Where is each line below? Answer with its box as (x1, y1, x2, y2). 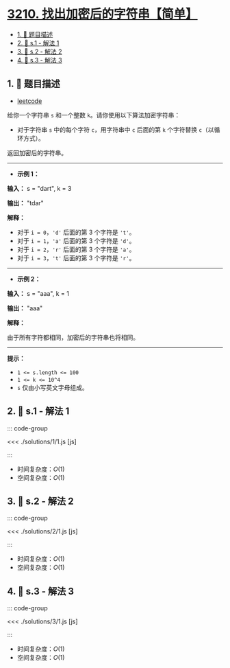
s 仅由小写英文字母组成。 (16, 383, 88, 391)
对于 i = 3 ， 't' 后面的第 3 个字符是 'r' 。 (16, 253, 136, 262)
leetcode (16, 97, 42, 105)
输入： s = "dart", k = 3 (7, 184, 72, 192)
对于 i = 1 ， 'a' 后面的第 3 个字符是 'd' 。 (16, 236, 136, 244)
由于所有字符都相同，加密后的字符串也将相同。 (7, 333, 139, 341)
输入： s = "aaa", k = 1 (7, 289, 70, 297)
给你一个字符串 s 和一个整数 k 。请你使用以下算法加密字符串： (7, 111, 181, 119)
